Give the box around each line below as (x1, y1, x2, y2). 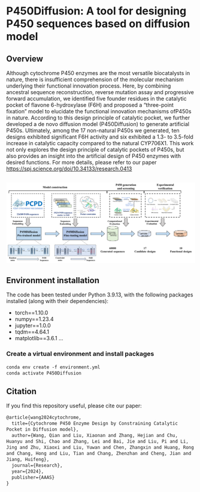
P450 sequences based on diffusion (6, 17, 190, 31)
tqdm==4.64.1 (14, 328, 50, 335)
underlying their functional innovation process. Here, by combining (6, 82, 171, 89)
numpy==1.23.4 (14, 316, 54, 323)
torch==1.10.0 (14, 309, 49, 316)
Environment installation (6, 275, 100, 286)
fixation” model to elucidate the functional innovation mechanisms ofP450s (6, 108, 192, 115)
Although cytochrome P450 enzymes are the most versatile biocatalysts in (6, 70, 190, 76)
